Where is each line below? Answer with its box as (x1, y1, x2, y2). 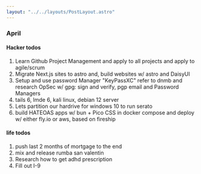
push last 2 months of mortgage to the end (15, 142, 122, 150)
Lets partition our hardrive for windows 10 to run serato (15, 102, 153, 110)
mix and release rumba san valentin (15, 149, 104, 156)
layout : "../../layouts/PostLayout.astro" (6, 8, 115, 15)
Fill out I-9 (15, 162, 41, 169)
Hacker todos (6, 44, 41, 52)
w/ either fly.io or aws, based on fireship (15, 115, 116, 122)
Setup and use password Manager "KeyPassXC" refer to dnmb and (15, 76, 183, 84)
